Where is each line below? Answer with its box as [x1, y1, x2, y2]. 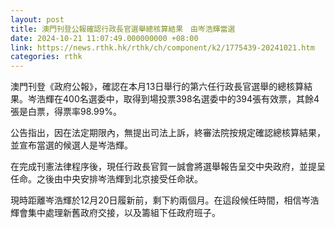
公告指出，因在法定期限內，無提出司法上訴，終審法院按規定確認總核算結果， [10, 127, 326, 139]
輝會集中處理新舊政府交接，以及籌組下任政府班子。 [10, 207, 221, 219]
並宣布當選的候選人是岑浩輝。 [10, 139, 133, 151]
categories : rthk [10, 52, 83, 62]
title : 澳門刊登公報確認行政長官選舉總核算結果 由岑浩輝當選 [10, 24, 236, 34]
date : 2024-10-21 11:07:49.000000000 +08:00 [10, 33, 199, 43]
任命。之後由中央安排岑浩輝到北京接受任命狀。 [10, 173, 203, 185]
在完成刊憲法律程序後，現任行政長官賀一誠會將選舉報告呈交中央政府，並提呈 [10, 161, 326, 173]
